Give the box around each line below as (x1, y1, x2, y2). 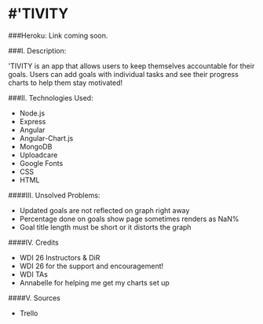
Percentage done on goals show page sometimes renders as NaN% (19, 214, 239, 223)
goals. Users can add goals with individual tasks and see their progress (8, 69, 239, 79)
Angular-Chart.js (19, 133, 74, 142)
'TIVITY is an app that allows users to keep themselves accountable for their (8, 61, 255, 71)
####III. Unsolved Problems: (8, 190, 100, 200)
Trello (19, 308, 38, 318)
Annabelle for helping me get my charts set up (19, 278, 170, 287)
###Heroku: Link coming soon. (8, 31, 108, 40)
